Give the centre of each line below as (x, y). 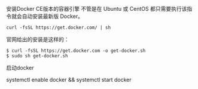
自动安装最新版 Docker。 (53, 16)
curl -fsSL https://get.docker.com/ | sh (59, 27)
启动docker (20, 68)
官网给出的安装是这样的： (38, 39)
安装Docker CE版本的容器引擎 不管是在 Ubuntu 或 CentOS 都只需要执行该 (97, 9)
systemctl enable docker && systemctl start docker (69, 80)
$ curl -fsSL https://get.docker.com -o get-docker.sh (76, 51)
